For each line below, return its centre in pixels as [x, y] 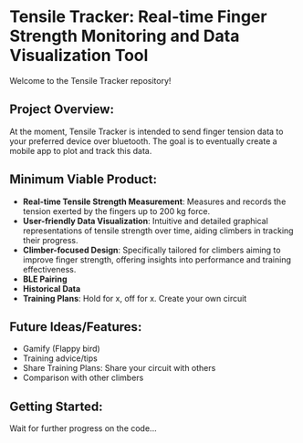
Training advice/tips [60, 358]
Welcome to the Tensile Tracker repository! [90, 80]
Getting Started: [56, 406]
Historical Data [52, 288]
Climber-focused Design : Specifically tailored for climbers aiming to [151, 250]
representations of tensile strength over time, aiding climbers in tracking [158, 231]
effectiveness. [49, 269]
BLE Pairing [45, 279]
